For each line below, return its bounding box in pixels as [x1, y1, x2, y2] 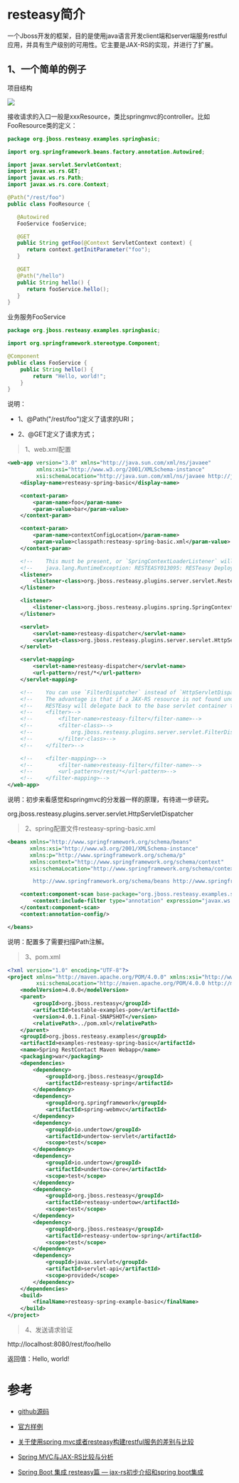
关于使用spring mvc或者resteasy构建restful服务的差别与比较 [17, 1437, 194, 1446]
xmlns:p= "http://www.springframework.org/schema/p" [29, 851, 186, 859]
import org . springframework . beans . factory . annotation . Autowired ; [7, 148, 205, 156]
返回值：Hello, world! [7, 1355, 70, 1363]
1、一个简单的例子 [7, 64, 87, 76]
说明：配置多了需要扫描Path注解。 [7, 937, 108, 946]
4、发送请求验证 [24, 1325, 73, 1334]
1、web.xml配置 [24, 445, 71, 454]
